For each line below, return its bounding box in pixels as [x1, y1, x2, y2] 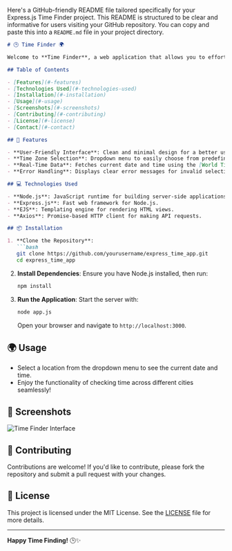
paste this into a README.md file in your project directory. [7, 28, 164, 36]
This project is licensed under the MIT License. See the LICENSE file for [7, 508, 211, 516]
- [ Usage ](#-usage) [7, 98, 64, 105]
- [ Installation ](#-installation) [7, 91, 107, 99]
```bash [16, 244, 39, 251]
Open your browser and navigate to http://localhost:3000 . [17, 321, 186, 329]
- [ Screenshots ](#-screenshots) [7, 105, 100, 111]
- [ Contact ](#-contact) [7, 124, 76, 131]
